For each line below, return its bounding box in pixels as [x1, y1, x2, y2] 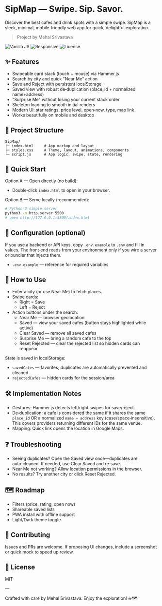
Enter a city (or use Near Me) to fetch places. [12, 288, 102, 294]
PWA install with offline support [12, 511, 75, 517]
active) [19, 325, 33, 331]
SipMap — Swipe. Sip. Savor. [5, 3, 124, 15]
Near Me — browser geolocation [19, 314, 85, 320]
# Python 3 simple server [5, 206, 57, 211]
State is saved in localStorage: [5, 355, 65, 361]
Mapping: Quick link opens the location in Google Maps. [12, 425, 124, 432]
